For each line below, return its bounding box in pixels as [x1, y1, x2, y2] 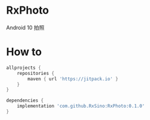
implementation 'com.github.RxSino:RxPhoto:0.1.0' [17, 103, 145, 109]
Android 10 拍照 [6, 24, 45, 31]
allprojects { [6, 65, 42, 71]
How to [6, 45, 42, 59]
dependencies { [6, 97, 44, 104]
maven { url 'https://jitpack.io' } [27, 75, 118, 82]
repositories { [17, 70, 55, 76]
